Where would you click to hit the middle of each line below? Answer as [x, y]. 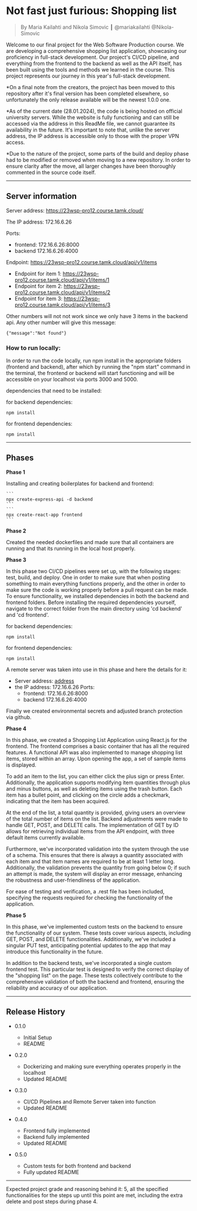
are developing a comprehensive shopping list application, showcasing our [96, 50]
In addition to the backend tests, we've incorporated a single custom [89, 963]
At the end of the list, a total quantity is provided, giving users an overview [96, 812]
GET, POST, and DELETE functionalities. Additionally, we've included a [91, 939]
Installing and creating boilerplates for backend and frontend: [80, 483]
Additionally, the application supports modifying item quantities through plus [98, 782]
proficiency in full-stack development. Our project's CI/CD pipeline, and [93, 57]
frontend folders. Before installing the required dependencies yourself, [91, 602]
